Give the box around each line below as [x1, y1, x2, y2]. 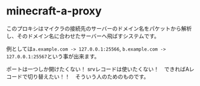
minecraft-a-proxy [6, 4, 102, 18]
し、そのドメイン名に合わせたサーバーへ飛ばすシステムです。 [6, 32, 160, 40]
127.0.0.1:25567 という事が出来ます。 [6, 52, 100, 60]
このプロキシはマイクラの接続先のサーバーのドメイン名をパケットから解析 [6, 25, 192, 32]
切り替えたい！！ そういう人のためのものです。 [27, 73, 150, 80]
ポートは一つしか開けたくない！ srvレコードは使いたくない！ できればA [6, 65, 190, 73]
